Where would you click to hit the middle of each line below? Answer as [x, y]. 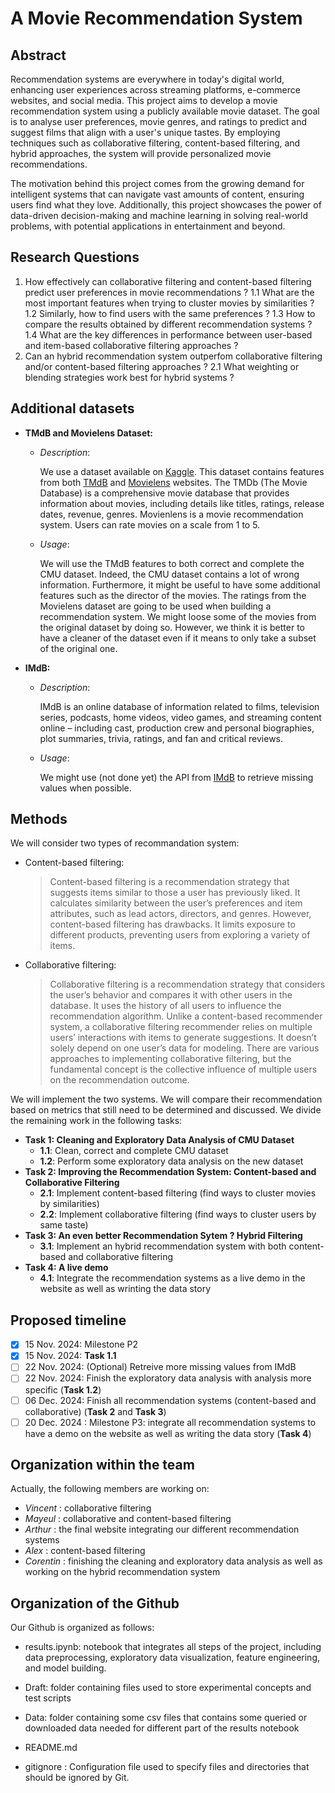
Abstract [38, 55]
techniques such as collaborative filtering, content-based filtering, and [155, 143]
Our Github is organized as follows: [82, 1628]
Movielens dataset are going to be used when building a [155, 606]
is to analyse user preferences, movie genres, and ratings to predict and [159, 121]
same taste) [64, 1225]
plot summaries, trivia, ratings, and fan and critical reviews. [161, 738]
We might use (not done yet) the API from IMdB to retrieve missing [176, 777]
